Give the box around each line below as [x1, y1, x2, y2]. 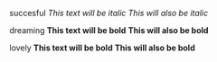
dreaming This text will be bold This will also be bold [9, 25, 209, 35]
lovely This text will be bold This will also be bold [9, 42, 196, 53]
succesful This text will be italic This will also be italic [9, 8, 209, 18]
